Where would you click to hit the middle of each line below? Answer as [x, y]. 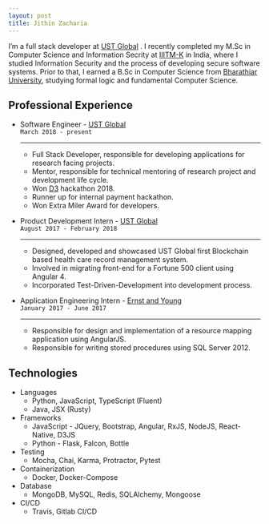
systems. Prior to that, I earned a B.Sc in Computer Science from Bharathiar [133, 71]
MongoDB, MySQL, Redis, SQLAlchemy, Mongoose [116, 494]
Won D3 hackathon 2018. [73, 188]
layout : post [30, 16]
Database [36, 486]
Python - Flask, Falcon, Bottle [80, 443]
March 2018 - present [56, 132]
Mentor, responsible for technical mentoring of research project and [144, 171]
